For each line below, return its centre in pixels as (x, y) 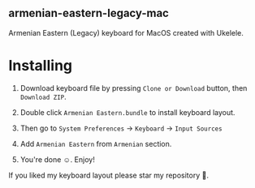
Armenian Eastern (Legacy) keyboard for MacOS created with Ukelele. (126, 32)
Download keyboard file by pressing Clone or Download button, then (134, 88)
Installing (41, 66)
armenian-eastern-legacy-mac (89, 13)
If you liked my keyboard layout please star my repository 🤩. (109, 175)
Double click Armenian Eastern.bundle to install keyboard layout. (127, 112)
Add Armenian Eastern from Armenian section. (96, 143)
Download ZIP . (43, 96)
